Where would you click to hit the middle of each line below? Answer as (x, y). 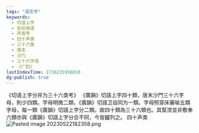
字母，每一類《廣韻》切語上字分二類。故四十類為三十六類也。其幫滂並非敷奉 (99, 110)
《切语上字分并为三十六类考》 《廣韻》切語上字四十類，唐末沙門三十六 (92, 95)
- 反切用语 (23, 28)
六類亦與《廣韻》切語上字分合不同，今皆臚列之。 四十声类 (77, 117)
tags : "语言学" (23, 12)
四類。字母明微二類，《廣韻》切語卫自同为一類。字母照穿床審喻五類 (108, 103)
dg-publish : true (28, 77)
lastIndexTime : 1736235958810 (44, 72)
